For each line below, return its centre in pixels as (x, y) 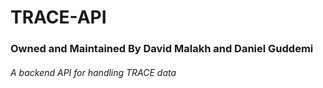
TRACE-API (58, 17)
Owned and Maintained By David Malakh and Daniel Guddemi (162, 49)
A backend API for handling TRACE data (93, 72)
